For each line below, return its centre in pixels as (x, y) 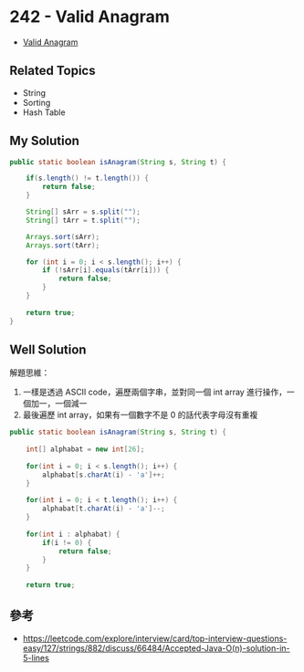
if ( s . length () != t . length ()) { (87, 178)
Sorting (37, 102)
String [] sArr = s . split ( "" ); (84, 212)
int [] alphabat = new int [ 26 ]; (85, 449)
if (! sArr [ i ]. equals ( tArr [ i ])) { (106, 270)
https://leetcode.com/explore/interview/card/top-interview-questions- (155, 638)
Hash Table (44, 112)
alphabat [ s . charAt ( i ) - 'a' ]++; (104, 475)
